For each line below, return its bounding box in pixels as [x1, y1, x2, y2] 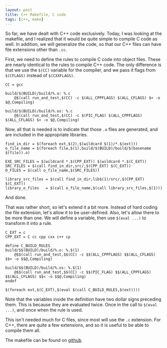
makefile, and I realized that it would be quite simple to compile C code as [5, 36, 158, 42]
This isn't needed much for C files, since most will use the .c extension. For [5, 317, 161, 323]
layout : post [5, 7, 33, 13]
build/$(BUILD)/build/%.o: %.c [5, 91, 71, 96]
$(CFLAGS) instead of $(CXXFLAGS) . [5, 73, 75, 79]
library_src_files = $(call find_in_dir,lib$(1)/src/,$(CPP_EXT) [5, 177, 144, 182]
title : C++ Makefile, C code [5, 12, 66, 17]
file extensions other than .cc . [5, 46, 67, 53]
